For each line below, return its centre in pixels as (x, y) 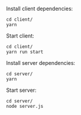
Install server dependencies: (41, 63)
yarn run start (25, 52)
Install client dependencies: (40, 9)
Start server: (21, 90)
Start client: (20, 36)
